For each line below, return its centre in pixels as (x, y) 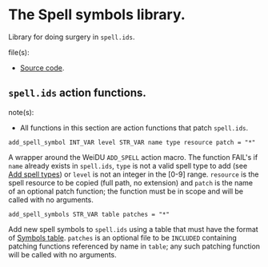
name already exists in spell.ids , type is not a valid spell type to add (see (128, 165)
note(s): (21, 112)
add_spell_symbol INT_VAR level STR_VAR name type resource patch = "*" (132, 142)
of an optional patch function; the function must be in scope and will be (126, 191)
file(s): (19, 52)
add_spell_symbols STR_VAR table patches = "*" (89, 214)
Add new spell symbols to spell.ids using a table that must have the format (133, 229)
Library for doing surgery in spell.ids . (72, 37)
